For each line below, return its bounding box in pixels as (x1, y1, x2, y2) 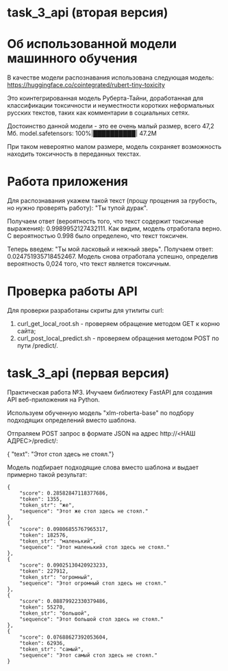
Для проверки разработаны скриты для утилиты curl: (7, 307, 164, 314)
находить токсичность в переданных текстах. (7, 150, 142, 158)
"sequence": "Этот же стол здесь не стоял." (19, 508, 149, 515)
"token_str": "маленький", (19, 537, 97, 545)
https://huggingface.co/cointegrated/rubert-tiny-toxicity (7, 81, 166, 89)
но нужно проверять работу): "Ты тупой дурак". (7, 204, 149, 212)
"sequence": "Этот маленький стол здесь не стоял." (19, 543, 170, 550)
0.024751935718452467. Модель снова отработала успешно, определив (7, 252, 218, 261)
